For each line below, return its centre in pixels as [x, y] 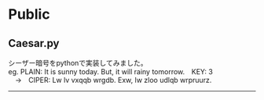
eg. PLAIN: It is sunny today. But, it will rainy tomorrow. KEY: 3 [111, 71]
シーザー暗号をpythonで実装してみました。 [78, 63]
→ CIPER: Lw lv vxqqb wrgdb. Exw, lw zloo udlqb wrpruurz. [114, 80]
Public [29, 14]
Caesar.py [34, 43]
